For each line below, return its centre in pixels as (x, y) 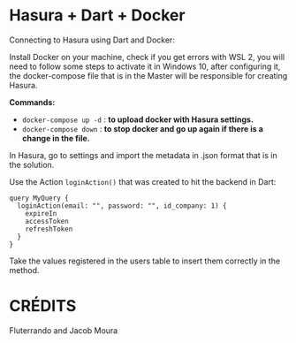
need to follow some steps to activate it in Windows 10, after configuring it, (145, 66)
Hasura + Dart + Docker (97, 15)
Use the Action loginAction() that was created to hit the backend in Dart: (143, 181)
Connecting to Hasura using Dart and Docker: (92, 40)
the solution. (32, 164)
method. (24, 270)
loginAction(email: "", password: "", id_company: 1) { (122, 206)
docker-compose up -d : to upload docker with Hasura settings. (138, 119)
